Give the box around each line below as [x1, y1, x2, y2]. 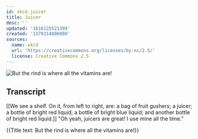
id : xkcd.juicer [6, 8, 46, 15]
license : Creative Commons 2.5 [11, 53, 89, 59]
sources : [6, 36, 28, 42]
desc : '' [6, 20, 28, 26]
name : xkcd [11, 42, 39, 48]
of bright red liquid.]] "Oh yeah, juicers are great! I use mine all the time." [6, 115, 184, 122]
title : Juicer [6, 14, 42, 20]
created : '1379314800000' [6, 31, 70, 37]
